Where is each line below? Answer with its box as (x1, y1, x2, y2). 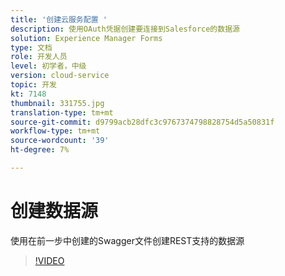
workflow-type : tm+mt (10, 126, 101, 136)
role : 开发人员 (10, 52, 68, 62)
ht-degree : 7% (10, 145, 70, 155)
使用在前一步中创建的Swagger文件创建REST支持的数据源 (10, 234, 245, 246)
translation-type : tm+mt (10, 107, 114, 118)
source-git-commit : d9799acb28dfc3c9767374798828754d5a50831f (10, 117, 275, 127)
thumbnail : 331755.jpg (10, 98, 105, 108)
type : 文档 (10, 42, 53, 53)
